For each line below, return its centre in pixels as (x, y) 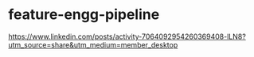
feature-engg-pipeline (84, 15)
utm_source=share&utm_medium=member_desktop (93, 44)
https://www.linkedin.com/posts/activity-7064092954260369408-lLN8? (127, 36)
